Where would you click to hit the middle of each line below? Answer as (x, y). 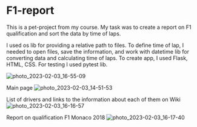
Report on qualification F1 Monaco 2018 (56, 117)
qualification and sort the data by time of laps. (64, 33)
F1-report (30, 11)
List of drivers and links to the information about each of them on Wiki (93, 99)
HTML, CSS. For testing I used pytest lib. (57, 64)
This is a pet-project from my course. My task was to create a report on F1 (99, 27)
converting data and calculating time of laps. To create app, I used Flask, (97, 58)
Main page (20, 87)
